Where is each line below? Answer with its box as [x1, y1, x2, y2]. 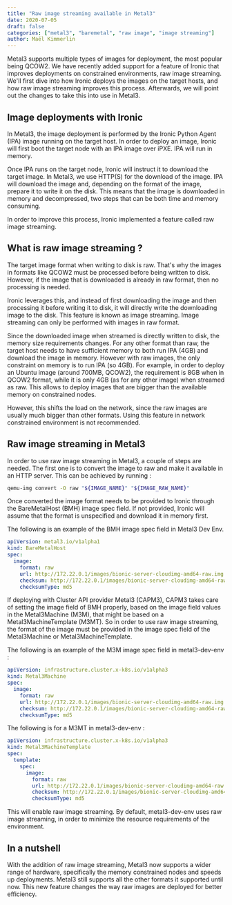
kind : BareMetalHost [7, 545, 67, 552]
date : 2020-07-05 [7, 17, 57, 23]
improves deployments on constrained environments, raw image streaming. [7, 70, 222, 78]
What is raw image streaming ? [7, 242, 143, 254]
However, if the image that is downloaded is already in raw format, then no [7, 275, 219, 284]
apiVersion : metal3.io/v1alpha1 [7, 538, 100, 545]
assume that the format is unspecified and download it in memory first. [7, 512, 209, 520]
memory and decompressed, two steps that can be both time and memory [7, 194, 219, 202]
